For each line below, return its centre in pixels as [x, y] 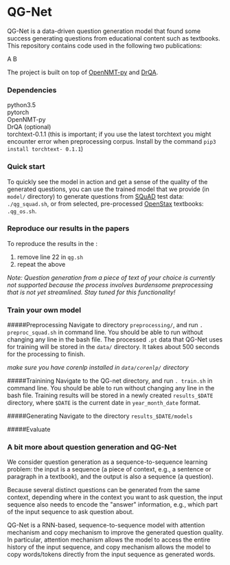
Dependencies [32, 90]
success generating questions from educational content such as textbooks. [114, 38]
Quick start [26, 167]
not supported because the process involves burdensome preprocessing [110, 285]
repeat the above [41, 264]
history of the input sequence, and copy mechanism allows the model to [109, 547]
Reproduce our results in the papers [68, 229]
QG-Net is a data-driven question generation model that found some [104, 31]
